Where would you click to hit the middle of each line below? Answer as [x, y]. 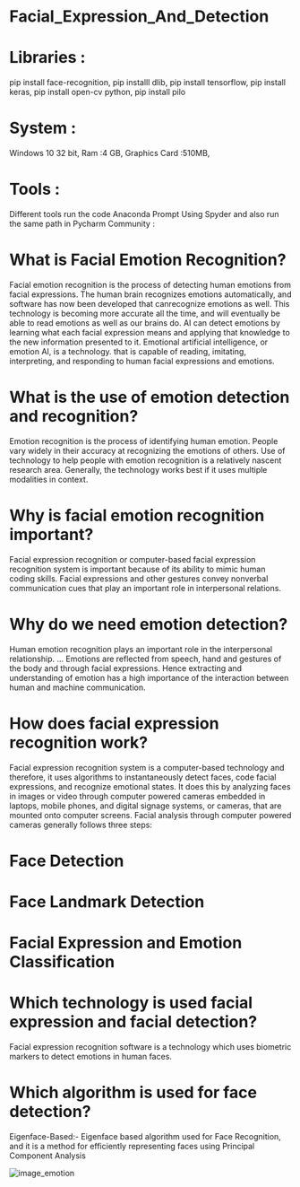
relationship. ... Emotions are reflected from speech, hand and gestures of [146, 659]
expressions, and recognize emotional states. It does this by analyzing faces [150, 786]
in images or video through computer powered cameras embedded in [137, 796]
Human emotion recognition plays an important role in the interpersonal [141, 649]
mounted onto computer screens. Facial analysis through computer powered [150, 815]
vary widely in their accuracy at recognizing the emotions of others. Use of [147, 450]
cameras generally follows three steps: [81, 825]
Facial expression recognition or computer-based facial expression [133, 559]
